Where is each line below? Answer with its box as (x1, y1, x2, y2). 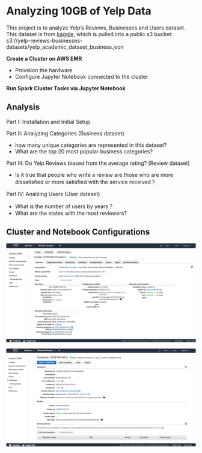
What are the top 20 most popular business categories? (14, 147, 153, 155)
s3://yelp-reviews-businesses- (6, 37, 83, 44)
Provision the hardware (14, 66, 73, 73)
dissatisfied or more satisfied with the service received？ (14, 178, 156, 185)
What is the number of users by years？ (14, 203, 114, 210)
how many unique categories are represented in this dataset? (14, 141, 167, 149)
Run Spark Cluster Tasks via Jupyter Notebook (6, 84, 126, 91)
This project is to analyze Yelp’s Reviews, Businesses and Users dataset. (6, 24, 186, 31)
